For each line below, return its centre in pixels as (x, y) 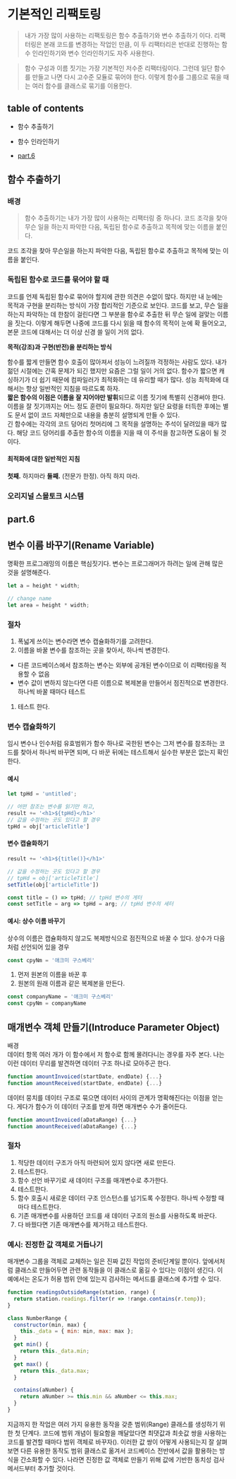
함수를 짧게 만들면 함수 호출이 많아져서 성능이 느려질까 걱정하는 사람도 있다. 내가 (117, 362)
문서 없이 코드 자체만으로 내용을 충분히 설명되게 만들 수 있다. (97, 415)
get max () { (31, 1364)
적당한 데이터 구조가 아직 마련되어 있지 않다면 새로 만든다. (97, 1162)
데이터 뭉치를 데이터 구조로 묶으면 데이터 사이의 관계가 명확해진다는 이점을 (109, 1097)
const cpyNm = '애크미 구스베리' (51, 960)
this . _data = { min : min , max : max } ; (77, 1331)
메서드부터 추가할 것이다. (41, 1468)
